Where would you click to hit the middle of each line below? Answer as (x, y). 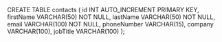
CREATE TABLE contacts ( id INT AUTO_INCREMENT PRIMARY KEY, (103, 10)
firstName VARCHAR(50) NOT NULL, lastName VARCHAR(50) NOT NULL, (111, 17)
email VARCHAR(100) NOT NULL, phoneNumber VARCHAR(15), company (111, 24)
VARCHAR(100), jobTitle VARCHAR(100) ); (66, 31)
